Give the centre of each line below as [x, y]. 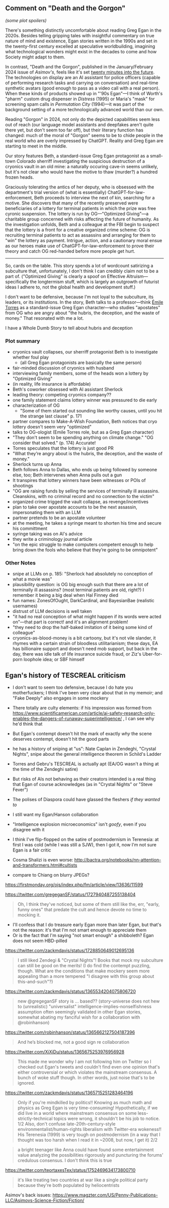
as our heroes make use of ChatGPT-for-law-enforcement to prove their [80, 246]
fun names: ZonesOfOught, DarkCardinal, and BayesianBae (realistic [83, 601]
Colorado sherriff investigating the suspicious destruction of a [81, 161]
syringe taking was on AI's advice [48, 534]
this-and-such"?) [35, 982]
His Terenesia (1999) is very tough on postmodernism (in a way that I [89, 1134]
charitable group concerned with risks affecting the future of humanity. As [82, 219]
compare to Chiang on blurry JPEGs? [51, 875]
